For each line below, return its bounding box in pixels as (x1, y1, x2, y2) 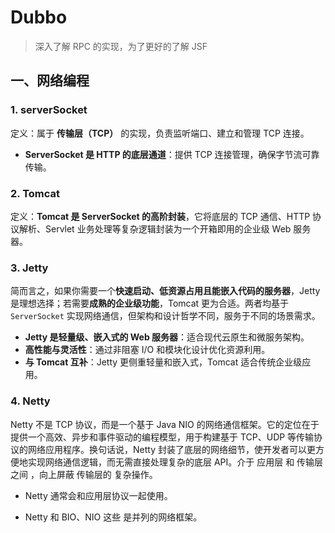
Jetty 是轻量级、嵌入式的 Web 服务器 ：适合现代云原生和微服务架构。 (24, 331, 310, 343)
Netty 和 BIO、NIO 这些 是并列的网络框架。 (24, 511, 203, 523)
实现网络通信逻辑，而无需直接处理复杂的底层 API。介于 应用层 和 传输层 (27, 456, 324, 468)
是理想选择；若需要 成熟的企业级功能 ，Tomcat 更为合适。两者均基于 (10, 297, 290, 310)
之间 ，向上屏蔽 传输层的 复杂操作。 (10, 468, 158, 480)
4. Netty (10, 394, 51, 408)
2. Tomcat (10, 186, 61, 200)
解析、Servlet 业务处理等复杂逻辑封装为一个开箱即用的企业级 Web (18, 222, 292, 235)
